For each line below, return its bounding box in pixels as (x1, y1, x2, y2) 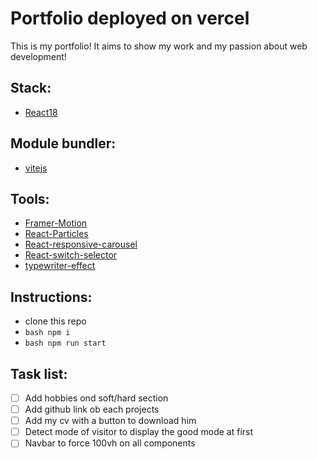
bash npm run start (24, 338, 107, 349)
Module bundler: (10, 135, 117, 152)
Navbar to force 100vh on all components (24, 437, 196, 449)
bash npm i (24, 328, 71, 338)
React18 (24, 106, 58, 118)
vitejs (24, 162, 48, 174)
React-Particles (24, 228, 89, 240)
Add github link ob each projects (24, 403, 160, 416)
